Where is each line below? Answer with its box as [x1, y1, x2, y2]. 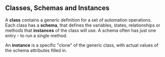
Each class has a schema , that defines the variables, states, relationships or [5, 22, 161, 28]
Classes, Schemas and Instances [5, 4, 110, 12]
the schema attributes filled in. [5, 47, 67, 53]
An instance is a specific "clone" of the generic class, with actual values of [5, 42, 159, 48]
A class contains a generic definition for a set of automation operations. [5, 17, 152, 23]
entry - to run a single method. [5, 32, 68, 38]
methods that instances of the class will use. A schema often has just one [5, 27, 156, 33]
